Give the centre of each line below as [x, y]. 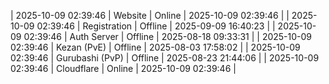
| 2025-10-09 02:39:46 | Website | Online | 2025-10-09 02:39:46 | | [150, 15]
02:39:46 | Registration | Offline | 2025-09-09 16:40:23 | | [156, 26]
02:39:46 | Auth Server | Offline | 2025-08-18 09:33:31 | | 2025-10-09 [168, 36]
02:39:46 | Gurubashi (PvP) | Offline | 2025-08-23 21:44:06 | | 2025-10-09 [165, 58]
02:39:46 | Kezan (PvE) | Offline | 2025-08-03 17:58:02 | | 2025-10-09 [155, 47]
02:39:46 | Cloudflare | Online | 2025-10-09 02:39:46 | [123, 68]
